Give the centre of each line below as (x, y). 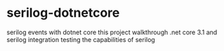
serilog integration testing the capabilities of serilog (81, 39)
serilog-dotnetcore (63, 13)
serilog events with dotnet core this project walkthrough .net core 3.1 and (112, 32)
